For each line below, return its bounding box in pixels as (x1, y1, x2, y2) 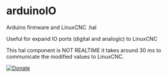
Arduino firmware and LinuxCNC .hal (6, 24, 97, 31)
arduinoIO (6, 4, 57, 18)
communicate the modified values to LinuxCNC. (6, 53, 125, 60)
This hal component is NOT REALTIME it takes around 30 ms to (6, 46, 162, 54)
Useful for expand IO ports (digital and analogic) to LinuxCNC (6, 35, 157, 42)
